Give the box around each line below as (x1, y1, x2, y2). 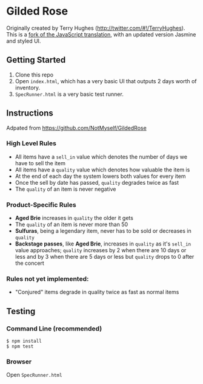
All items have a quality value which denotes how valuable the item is (15, 166, 190, 173)
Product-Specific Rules (6, 201, 77, 209)
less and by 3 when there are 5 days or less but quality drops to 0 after (15, 253, 195, 261)
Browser (6, 357, 32, 366)
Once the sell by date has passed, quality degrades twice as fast (15, 179, 179, 186)
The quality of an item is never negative (15, 185, 116, 193)
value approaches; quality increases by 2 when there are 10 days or (15, 247, 187, 254)
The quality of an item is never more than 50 (15, 221, 128, 228)
